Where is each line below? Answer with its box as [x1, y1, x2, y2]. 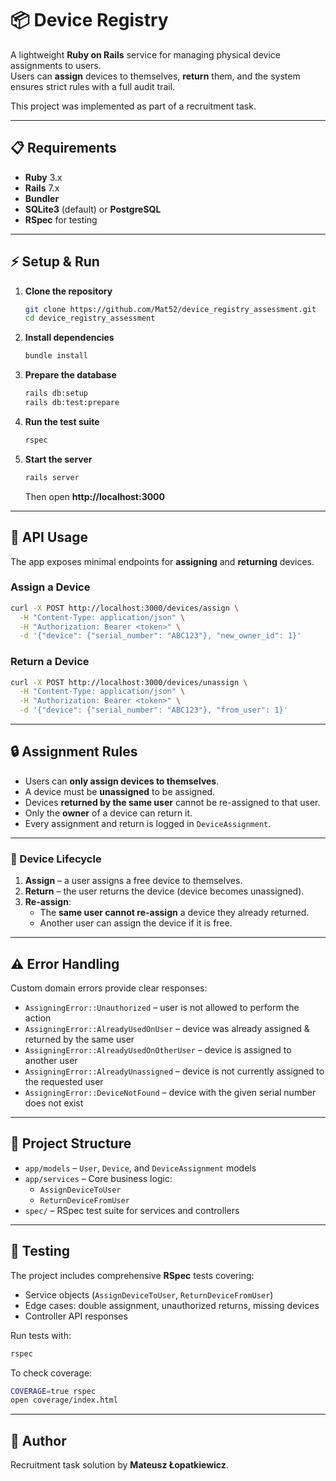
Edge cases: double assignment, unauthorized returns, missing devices [24, 1299, 320, 1311]
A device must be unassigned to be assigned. [24, 785, 216, 797]
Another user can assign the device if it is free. [39, 917, 233, 929]
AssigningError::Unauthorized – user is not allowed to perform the [24, 1002, 300, 1014]
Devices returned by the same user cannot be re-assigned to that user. [24, 796, 321, 808]
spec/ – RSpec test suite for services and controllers [24, 1204, 240, 1216]
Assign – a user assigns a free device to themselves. [24, 875, 243, 887]
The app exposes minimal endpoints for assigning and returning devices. [10, 555, 315, 567]
